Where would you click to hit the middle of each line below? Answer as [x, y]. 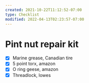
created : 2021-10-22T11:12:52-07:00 [43, 10]
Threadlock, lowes [32, 75]
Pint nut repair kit [42, 44]
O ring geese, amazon [35, 69]
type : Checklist [22, 15]
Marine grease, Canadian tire [42, 58]
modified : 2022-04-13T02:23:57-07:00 [45, 19]
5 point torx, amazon [34, 64]
